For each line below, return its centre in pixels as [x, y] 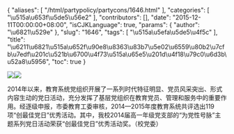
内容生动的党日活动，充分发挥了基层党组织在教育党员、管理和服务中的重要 [114, 98]
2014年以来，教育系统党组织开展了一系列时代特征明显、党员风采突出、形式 [115, 89]
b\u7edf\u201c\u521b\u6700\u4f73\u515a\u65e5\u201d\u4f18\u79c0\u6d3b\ [117, 54]
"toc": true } [69, 61]
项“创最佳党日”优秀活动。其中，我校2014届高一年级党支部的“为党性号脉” [111, 115]
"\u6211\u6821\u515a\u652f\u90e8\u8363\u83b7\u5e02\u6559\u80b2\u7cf [116, 47]
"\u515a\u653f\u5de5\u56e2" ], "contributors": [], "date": [89, 17]
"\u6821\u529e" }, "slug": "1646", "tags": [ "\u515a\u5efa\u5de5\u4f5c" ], [112, 32]
